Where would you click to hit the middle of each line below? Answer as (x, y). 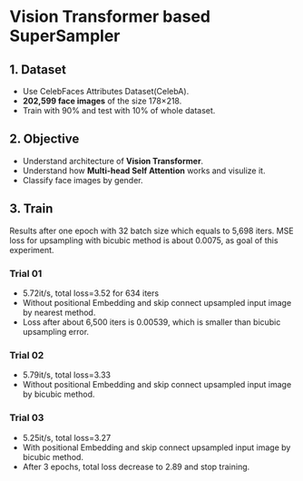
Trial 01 (26, 273)
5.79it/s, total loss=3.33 (67, 375)
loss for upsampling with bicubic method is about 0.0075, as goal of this (144, 240)
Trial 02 (27, 355)
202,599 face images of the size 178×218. (102, 101)
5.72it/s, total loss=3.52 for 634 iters (91, 293)
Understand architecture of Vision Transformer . (113, 161)
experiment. (32, 250)
